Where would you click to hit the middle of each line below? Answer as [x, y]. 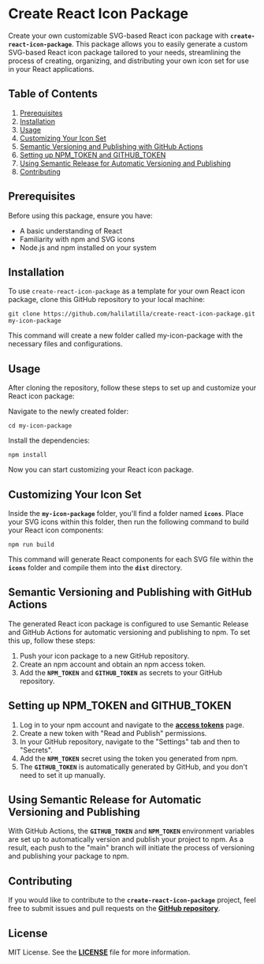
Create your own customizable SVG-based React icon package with [118, 35]
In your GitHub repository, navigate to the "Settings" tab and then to [130, 742]
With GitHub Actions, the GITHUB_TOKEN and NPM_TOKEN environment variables [131, 831]
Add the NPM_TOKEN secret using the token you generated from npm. [129, 758]
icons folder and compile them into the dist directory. [95, 568]
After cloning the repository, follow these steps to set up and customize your [132, 388]
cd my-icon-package [40, 426]
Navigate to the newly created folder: [68, 412]
